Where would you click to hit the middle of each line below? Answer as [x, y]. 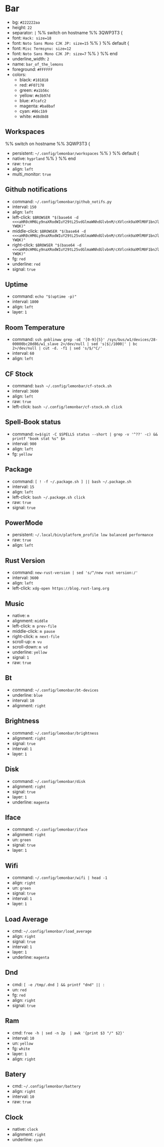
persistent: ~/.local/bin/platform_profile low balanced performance [82, 535]
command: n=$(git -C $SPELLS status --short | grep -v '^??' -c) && [85, 434]
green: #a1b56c [34, 90]
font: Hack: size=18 [32, 38]
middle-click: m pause [34, 631]
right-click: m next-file [36, 636]
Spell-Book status [33, 422]
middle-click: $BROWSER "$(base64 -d [49, 231]
